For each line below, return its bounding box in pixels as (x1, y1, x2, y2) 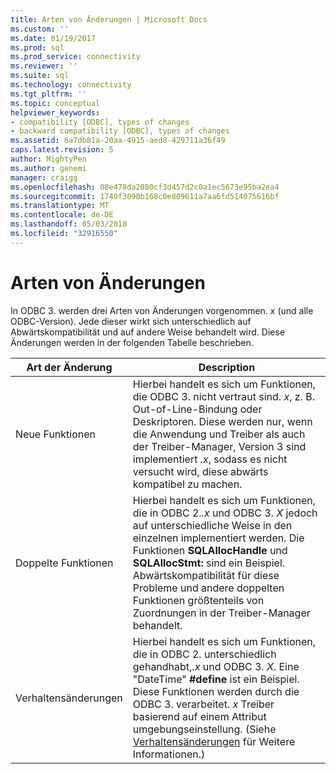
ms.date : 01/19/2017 (10, 33, 97, 43)
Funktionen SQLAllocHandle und (132, 543, 288, 557)
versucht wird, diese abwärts (132, 464, 269, 478)
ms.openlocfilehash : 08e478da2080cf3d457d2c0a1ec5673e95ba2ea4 (10, 182, 280, 192)
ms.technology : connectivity (10, 80, 132, 90)
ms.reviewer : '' (10, 61, 78, 71)
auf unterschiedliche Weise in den (132, 518, 293, 532)
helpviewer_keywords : (10, 107, 101, 118)
